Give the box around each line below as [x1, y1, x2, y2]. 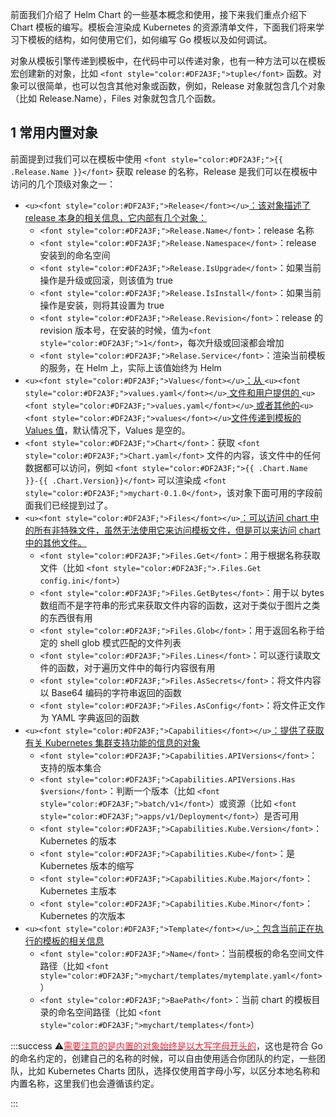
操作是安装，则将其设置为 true [39, 299, 165, 311]
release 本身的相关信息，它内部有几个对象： [24, 211, 208, 223]
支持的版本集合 [39, 761, 102, 773]
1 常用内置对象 [10, 124, 99, 142]
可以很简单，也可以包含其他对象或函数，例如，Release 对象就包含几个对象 [18, 80, 327, 92]
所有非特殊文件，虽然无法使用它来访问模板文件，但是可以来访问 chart [33, 524, 321, 536]
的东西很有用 [39, 611, 93, 623]
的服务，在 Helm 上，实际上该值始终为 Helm [39, 361, 222, 373]
